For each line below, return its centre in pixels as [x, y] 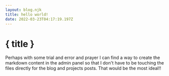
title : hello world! [27, 14]
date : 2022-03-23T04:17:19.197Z [39, 19]
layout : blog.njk [23, 10]
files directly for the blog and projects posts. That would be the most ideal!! [83, 68]
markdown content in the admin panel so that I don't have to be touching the [84, 63]
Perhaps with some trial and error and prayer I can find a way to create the [83, 57]
